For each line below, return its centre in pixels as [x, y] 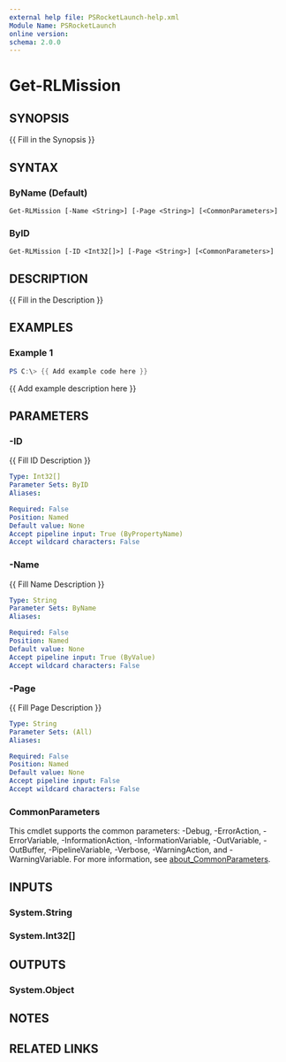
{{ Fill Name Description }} [57, 584]
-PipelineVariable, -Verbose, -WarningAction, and [138, 850]
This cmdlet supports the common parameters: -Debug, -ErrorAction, [135, 831]
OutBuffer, [28, 850]
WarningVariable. [41, 859]
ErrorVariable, [34, 841]
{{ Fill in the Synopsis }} [52, 140]
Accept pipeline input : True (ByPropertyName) [96, 534]
